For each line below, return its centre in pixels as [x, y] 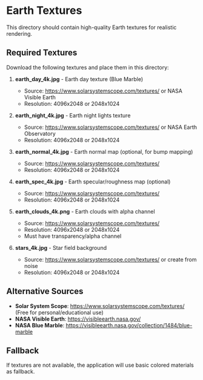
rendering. [19, 33]
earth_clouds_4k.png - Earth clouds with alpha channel [85, 211]
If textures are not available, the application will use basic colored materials [100, 365]
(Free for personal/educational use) [59, 312]
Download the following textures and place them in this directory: [88, 67]
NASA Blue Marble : [40, 325]
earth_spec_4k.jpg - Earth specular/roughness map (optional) [93, 182]
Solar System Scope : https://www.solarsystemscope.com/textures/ [100, 306]
